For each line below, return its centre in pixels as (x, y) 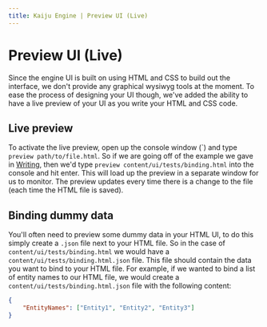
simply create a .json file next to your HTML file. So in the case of (117, 243)
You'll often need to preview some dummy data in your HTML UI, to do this (131, 235)
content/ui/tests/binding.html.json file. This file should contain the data (130, 260)
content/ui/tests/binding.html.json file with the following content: (120, 286)
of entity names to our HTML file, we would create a (94, 277)
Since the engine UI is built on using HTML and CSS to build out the (119, 78)
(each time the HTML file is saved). (66, 190)
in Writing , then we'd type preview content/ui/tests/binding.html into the (131, 164)
